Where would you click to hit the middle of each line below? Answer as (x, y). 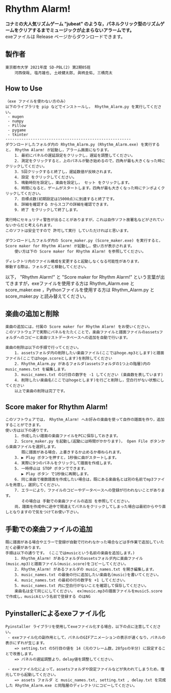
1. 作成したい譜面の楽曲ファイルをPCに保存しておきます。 (67, 436)
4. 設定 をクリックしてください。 (46, 177)
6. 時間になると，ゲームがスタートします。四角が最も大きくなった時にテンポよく (88, 188)
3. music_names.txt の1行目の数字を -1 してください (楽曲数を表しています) (89, 375)
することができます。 (24, 425)
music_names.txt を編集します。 (37, 369)
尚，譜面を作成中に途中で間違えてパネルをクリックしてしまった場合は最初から (84, 507)
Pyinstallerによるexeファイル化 (55, 613)
